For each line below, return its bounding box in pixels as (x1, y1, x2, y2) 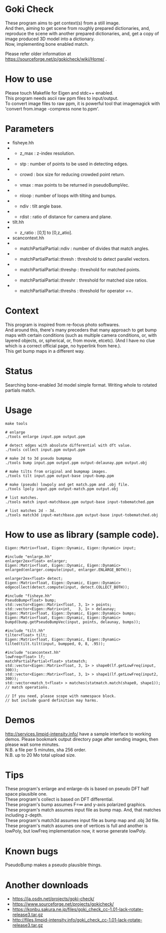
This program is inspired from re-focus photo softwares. (5, 321, 120, 327)
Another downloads (5, 879, 89, 891)
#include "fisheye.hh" (5, 593, 52, 598)
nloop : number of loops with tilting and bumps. (19, 193, 116, 199)
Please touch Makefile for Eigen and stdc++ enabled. (5, 90, 114, 96)
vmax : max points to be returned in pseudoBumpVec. (19, 182, 130, 188)
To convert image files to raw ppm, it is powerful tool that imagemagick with (5, 101, 160, 106)
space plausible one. (5, 791, 48, 797)
